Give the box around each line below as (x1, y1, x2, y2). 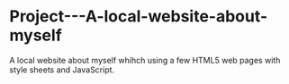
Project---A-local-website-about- (9, 6, 268, 27)
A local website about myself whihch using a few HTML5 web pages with (9, 55, 281, 65)
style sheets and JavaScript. (9, 64, 115, 75)
